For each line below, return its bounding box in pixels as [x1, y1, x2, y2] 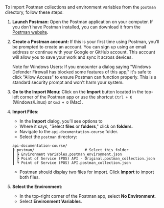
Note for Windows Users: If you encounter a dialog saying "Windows [12, 64, 151, 69]
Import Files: [12, 109, 39, 115]
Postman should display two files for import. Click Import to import [19, 169, 154, 175]
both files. [19, 174, 40, 180]
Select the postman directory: [19, 134, 77, 139]
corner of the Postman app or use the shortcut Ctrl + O [20, 94, 133, 100]
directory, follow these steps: [5, 9, 64, 15]
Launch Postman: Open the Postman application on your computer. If [12, 19, 153, 24]
